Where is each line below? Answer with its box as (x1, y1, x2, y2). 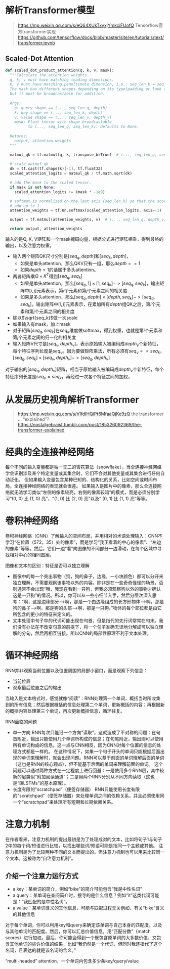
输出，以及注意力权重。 (5, 242, 54, 248)
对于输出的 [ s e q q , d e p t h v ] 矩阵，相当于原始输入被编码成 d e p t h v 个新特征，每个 (5, 366, 164, 373)
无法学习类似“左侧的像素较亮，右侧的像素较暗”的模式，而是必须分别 (14, 489, 156, 496)
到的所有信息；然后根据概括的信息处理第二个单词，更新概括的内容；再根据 (5, 701, 160, 708)
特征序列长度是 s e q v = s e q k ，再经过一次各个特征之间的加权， (5, 373, 133, 381)
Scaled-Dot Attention (5, 54, 74, 63)
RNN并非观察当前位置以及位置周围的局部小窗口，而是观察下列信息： (5, 668, 148, 674)
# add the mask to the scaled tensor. (10, 180, 92, 185)
